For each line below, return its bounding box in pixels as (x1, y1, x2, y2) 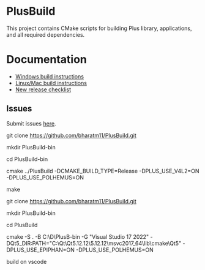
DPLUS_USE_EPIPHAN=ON (6, 246, 75, 253)
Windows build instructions (15, 72, 84, 80)
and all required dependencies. (6, 31, 85, 38)
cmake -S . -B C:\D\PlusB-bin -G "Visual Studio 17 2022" (6, 233, 149, 240)
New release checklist (15, 86, 72, 93)
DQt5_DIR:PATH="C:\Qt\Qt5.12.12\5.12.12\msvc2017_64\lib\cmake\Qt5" (6, 239, 182, 247)
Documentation (6, 53, 88, 67)
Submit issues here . (6, 119, 56, 127)
